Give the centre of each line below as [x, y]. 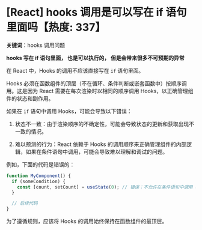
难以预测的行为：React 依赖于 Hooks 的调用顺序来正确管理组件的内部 [101, 144]
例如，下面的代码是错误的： [41, 164]
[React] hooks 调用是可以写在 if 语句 [97, 12]
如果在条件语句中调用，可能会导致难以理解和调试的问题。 [97, 151]
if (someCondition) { [39, 181]
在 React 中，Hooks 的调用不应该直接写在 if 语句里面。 [75, 70]
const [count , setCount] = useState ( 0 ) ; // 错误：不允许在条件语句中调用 [105, 187]
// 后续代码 [25, 204]
